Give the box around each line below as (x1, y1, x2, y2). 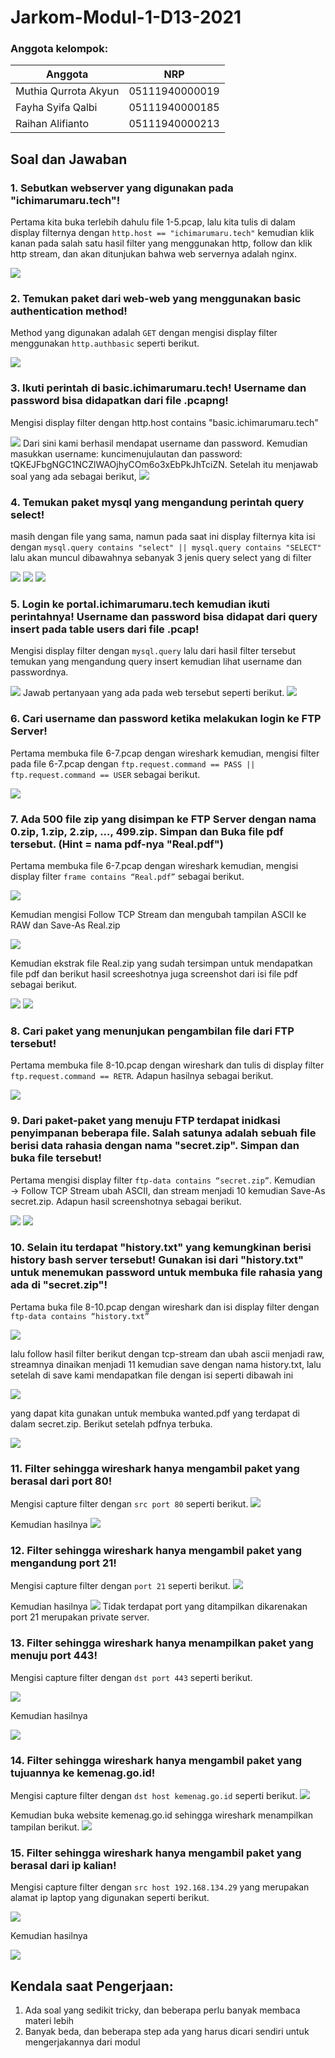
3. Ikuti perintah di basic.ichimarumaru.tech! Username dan (10, 381, 307, 395)
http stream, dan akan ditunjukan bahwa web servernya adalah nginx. (10, 248, 298, 260)
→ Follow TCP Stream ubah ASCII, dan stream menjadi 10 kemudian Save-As (10, 1184, 326, 1196)
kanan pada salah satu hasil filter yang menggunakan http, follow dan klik (10, 237, 313, 250)
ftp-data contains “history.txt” (10, 1311, 150, 1321)
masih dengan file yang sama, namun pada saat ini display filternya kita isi (10, 531, 316, 543)
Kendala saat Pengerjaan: (10, 1977, 174, 1995)
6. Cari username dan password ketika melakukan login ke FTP (10, 712, 322, 726)
